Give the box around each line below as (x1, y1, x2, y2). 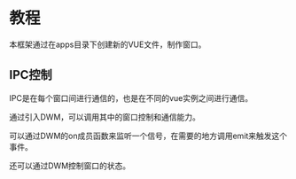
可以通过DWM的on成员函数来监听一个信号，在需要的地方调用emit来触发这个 (9, 130, 288, 141)
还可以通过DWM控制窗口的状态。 (9, 160, 131, 171)
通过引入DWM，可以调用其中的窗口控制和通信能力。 (9, 112, 201, 122)
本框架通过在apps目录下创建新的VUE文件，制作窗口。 (9, 39, 206, 50)
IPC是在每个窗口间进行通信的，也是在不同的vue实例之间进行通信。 (9, 92, 253, 103)
